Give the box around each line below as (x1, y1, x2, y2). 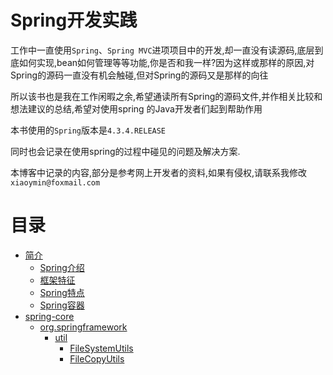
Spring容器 (39, 299, 85, 311)
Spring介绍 (39, 261, 85, 273)
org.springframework (39, 321, 128, 333)
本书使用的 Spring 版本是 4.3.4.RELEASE (10, 124, 167, 136)
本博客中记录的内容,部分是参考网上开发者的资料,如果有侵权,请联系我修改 (10, 166, 308, 178)
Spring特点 (39, 286, 85, 298)
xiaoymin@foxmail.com (10, 177, 101, 188)
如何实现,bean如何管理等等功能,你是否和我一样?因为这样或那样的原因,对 (18, 56, 315, 68)
